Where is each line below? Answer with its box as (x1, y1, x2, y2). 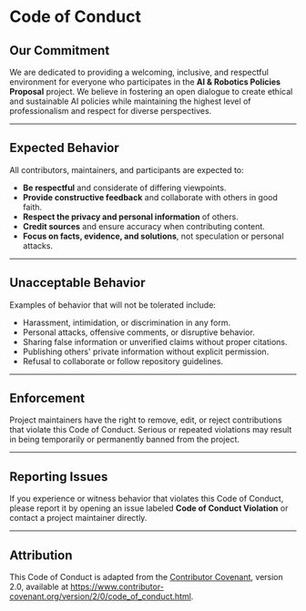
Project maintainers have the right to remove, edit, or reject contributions (9, 414, 282, 425)
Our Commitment (9, 43, 110, 58)
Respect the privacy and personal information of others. (22, 211, 239, 222)
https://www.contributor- (70, 581, 164, 593)
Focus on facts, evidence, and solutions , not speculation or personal (22, 230, 284, 241)
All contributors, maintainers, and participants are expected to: (9, 164, 244, 175)
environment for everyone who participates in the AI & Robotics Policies (9, 76, 280, 87)
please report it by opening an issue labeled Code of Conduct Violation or (9, 503, 289, 514)
